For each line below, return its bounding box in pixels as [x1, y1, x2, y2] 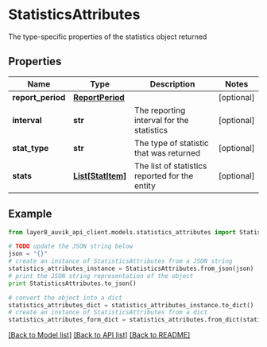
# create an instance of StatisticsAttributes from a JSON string [8, 257, 233, 265]
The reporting [133, 105, 186, 116]
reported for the [133, 170, 194, 181]
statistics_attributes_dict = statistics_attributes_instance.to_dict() [8, 301, 254, 309]
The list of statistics [133, 160, 207, 172]
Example [8, 207, 52, 221]
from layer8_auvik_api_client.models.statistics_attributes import [8, 228, 237, 236]
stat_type [12, 142, 49, 153]
